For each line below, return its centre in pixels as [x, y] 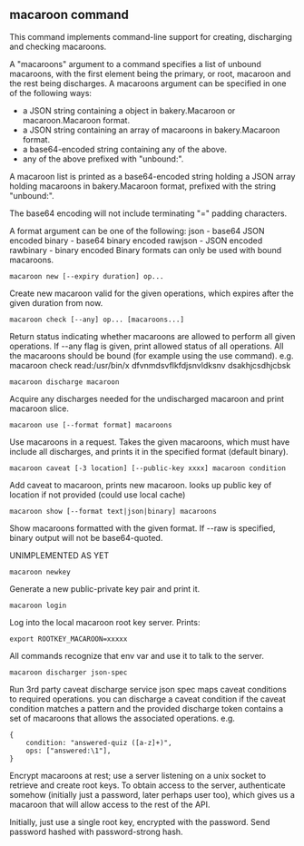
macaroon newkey [40, 572]
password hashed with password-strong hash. [96, 831]
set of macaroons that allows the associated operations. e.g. [123, 718]
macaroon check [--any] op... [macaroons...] [97, 320]
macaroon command [69, 15]
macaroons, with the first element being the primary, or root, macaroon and [150, 74]
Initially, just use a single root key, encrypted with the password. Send [140, 821]
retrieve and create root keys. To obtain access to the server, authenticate [147, 785]
